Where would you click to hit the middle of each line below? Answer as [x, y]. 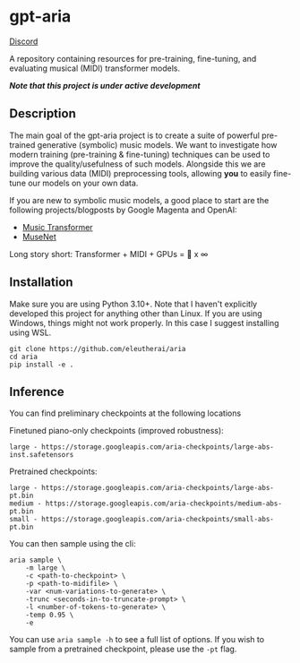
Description [43, 114]
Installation [41, 283]
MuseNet [39, 237]
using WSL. [30, 332]
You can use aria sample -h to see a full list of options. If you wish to [137, 640]
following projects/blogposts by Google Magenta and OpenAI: [123, 210]
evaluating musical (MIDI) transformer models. [95, 68]
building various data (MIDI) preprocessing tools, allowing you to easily [140, 173]
